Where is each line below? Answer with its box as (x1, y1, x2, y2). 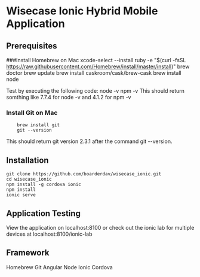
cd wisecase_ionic (6, 176, 52, 182)
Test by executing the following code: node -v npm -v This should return (6, 87, 185, 94)
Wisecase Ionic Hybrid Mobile (6, 4, 158, 18)
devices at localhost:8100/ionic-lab (6, 230, 93, 238)
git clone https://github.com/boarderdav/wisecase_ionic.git (6, 171, 162, 177)
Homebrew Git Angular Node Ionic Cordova (6, 263, 113, 270)
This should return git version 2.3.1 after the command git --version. (6, 138, 173, 145)
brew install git (17, 122, 60, 128)
